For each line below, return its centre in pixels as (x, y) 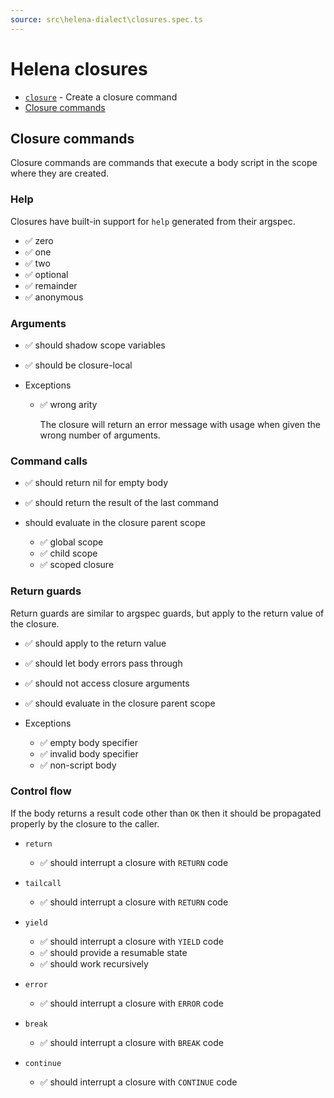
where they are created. (59, 173)
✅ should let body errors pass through (103, 663)
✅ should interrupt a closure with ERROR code (131, 1003)
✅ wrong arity (68, 404)
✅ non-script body (78, 765)
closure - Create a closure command (101, 97)
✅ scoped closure (77, 565)
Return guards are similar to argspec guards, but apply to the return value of (167, 613)
